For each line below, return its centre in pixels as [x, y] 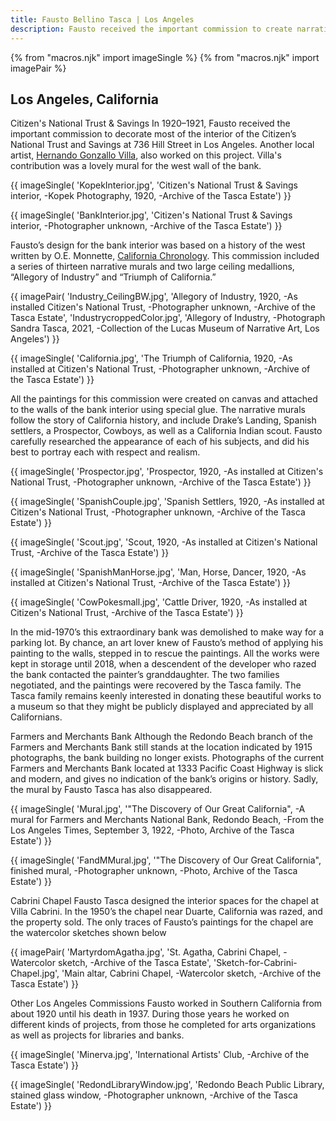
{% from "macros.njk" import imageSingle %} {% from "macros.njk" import [165, 57]
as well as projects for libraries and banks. [97, 1035]
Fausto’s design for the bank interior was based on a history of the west [158, 245]
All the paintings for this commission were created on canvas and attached [164, 399]
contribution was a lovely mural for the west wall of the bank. [136, 166]
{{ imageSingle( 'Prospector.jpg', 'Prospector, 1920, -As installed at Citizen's [167, 472]
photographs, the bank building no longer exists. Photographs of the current [167, 758]
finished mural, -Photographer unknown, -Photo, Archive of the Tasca [154, 871]
